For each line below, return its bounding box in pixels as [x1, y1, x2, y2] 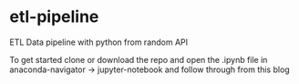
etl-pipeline [9, 6, 99, 27]
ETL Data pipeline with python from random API [9, 37, 189, 47]
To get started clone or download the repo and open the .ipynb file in [9, 54, 268, 65]
